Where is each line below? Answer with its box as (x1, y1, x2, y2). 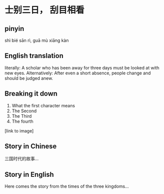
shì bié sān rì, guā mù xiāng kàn (4, 37, 69, 43)
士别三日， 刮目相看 (4, 4, 85, 16)
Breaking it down (4, 90, 58, 98)
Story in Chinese (4, 142, 57, 151)
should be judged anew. (4, 75, 53, 81)
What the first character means (11, 102, 75, 108)
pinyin (4, 24, 25, 32)
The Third (11, 113, 32, 119)
